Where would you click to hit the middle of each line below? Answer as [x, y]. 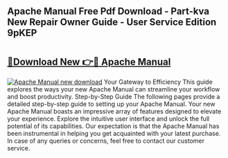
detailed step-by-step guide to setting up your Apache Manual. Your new [111, 104]
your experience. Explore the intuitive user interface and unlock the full [108, 119]
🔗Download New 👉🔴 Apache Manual [89, 62]
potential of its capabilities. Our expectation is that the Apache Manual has [113, 126]
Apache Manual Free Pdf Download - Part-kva [108, 11]
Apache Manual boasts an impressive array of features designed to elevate [114, 111]
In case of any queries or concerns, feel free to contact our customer [106, 141]
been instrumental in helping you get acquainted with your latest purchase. [114, 133]
